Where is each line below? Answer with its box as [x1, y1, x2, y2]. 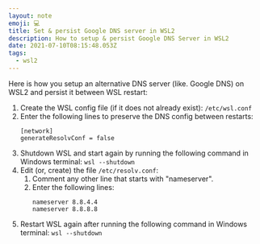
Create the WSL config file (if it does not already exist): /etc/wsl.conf [19, 102, 253, 113]
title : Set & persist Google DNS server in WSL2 [8, 27, 175, 35]
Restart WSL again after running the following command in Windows [19, 219, 248, 229]
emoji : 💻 [8, 19, 40, 27]
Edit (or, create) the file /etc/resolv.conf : [19, 165, 159, 175]
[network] [19, 126, 54, 135]
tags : [8, 49, 27, 57]
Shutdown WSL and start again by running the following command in [19, 148, 249, 158]
